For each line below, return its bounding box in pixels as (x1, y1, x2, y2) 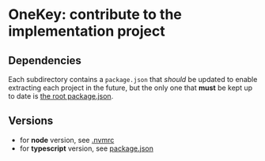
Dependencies (8, 54, 81, 67)
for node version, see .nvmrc (19, 135, 115, 144)
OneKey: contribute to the (8, 6, 182, 24)
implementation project (8, 22, 165, 40)
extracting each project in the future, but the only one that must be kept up (8, 83, 253, 92)
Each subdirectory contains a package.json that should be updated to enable (8, 75, 258, 84)
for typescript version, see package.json (19, 144, 154, 153)
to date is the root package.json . (8, 92, 114, 100)
